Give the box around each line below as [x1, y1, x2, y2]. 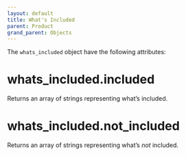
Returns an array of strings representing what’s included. [7, 94, 168, 103]
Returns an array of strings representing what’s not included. [7, 141, 179, 149]
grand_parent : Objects [7, 29, 72, 36]
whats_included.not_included [7, 118, 180, 134]
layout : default [7, 10, 54, 17]
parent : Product [7, 23, 54, 29]
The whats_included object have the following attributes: [7, 48, 166, 56]
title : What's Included [7, 16, 75, 23]
